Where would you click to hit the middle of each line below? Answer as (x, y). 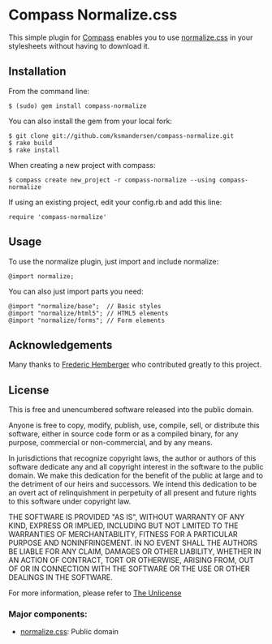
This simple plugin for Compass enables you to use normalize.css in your (131, 37)
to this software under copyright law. (70, 501)
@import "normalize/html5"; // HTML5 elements (89, 313)
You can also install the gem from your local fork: (91, 121)
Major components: (48, 614)
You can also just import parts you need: (76, 291)
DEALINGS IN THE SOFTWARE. (60, 577)
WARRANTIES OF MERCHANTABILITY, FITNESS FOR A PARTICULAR (123, 535)
